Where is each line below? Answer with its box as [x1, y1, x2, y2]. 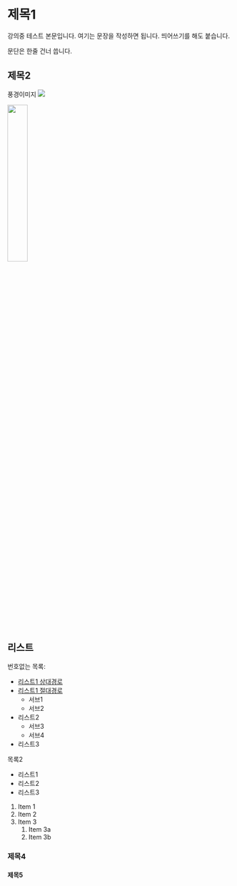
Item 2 [17, 810, 37, 818]
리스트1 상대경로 [17, 677, 63, 686]
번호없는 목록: [7, 662, 46, 670]
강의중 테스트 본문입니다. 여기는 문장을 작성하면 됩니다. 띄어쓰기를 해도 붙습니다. [7, 31, 231, 40]
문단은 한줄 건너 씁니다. [7, 46, 73, 55]
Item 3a [28, 825, 51, 833]
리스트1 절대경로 [17, 686, 63, 695]
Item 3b [28, 832, 51, 841]
